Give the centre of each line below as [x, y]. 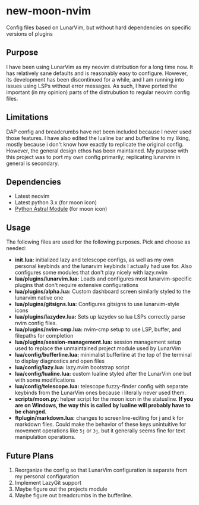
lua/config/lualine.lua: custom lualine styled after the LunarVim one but [103, 374]
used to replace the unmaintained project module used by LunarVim [98, 348]
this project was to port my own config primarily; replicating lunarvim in [93, 157]
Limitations [27, 117]
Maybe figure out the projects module [61, 489]
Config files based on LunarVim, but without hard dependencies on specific [99, 27]
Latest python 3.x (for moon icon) [56, 202]
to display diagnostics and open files [60, 361]
